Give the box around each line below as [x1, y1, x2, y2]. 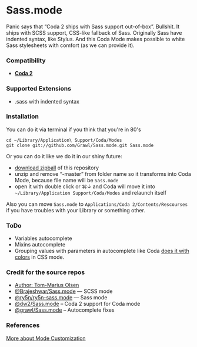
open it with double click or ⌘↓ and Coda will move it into [14, 183, 156, 190]
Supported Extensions [6, 85, 72, 93]
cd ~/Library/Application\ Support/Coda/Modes [6, 137, 122, 143]
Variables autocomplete [14, 235, 72, 242]
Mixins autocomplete [14, 241, 66, 248]
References [6, 321, 40, 329]
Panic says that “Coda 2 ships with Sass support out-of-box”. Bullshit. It [6, 23, 180, 30]
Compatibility [6, 56, 46, 65]
